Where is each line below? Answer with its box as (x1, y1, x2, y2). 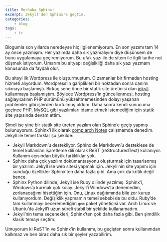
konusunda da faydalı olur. (5, 65, 59, 71)
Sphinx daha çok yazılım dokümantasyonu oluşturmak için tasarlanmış (12, 158, 157, 164)
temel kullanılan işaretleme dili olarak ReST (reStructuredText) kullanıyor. (12, 148, 162, 153)
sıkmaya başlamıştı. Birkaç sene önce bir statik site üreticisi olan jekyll (5, 86, 149, 91)
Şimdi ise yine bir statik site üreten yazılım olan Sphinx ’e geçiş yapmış (5, 122, 148, 128)
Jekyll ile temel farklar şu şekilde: (5, 133, 74, 138)
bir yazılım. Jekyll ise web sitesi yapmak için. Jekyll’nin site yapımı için (12, 163, 157, 169)
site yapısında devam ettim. (5, 112, 61, 118)
